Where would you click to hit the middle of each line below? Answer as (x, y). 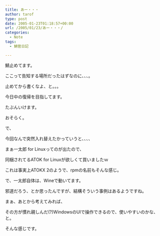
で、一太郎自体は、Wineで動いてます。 (44, 180)
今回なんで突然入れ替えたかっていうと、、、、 (49, 138)
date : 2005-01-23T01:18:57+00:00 (39, 23)
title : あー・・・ (22, 10)
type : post (16, 19)
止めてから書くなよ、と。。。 (33, 86)
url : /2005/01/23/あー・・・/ (34, 28)
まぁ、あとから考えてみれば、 (35, 201)
